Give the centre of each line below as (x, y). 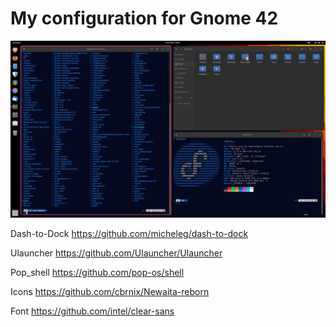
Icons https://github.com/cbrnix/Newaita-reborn (110, 292)
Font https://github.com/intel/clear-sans (92, 311)
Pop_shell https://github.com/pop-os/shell (97, 273)
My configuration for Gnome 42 (144, 18)
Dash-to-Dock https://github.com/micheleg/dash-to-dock (129, 234)
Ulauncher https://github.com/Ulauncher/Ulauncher (116, 253)
